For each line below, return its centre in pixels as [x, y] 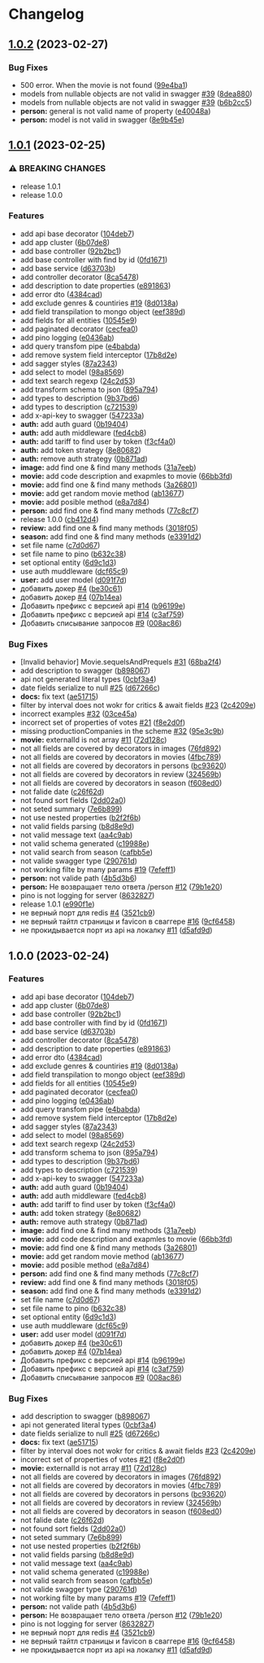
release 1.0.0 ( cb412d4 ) [59, 519]
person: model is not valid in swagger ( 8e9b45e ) [102, 120]
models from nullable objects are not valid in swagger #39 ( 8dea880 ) [136, 94]
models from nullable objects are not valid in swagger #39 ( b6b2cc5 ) [136, 102]
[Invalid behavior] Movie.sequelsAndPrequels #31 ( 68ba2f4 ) [121, 662]
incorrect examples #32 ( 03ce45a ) [79, 714]
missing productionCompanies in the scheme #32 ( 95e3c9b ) [122, 731]
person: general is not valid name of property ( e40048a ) [115, 111]
